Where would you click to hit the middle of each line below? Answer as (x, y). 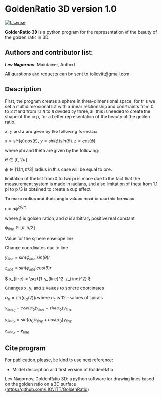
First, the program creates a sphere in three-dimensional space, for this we (80, 101)
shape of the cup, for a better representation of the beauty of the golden (78, 116)
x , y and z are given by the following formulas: (51, 131)
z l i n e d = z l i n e (17, 331)
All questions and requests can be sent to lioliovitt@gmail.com (67, 74)
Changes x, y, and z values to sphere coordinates (54, 288)
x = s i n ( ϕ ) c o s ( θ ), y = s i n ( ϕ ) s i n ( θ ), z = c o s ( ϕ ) (50, 141)
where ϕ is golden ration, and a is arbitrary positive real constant (70, 218)
